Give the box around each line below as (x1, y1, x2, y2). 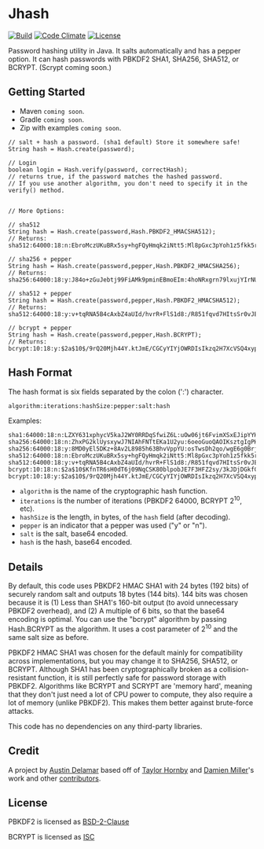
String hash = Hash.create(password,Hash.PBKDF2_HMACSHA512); (8, 227, 216, 236)
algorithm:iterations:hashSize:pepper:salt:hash (8, 402, 170, 410)
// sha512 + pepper (8, 289, 72, 297)
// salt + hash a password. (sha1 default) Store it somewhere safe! (8, 138, 241, 146)
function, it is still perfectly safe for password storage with (38, 673, 226, 682)
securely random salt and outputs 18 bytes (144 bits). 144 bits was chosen (8, 590, 248, 599)
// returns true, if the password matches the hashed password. (8, 172, 223, 181)
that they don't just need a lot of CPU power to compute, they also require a (8, 689, 253, 699)
